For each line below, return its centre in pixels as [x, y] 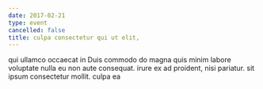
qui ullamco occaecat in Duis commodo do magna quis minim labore [120, 60]
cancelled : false [37, 30]
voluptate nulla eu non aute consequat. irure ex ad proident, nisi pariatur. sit [131, 69]
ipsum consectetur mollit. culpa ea [65, 76]
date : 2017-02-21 [37, 15]
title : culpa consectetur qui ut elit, [74, 37]
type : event [28, 23]
